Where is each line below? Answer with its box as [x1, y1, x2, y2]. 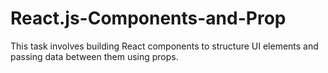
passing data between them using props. [10, 50, 179, 62]
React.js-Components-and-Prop [10, 7, 287, 30]
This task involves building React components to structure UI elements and [10, 40, 319, 52]
